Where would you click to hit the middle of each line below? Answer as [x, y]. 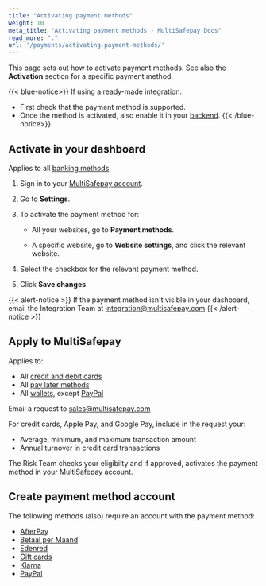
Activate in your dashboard [77, 149]
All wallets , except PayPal [62, 393]
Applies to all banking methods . [60, 168]
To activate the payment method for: [79, 214]
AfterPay [34, 531]
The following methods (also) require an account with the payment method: [132, 516]
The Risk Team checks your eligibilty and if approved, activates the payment [133, 463]
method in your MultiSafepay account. [71, 472]
